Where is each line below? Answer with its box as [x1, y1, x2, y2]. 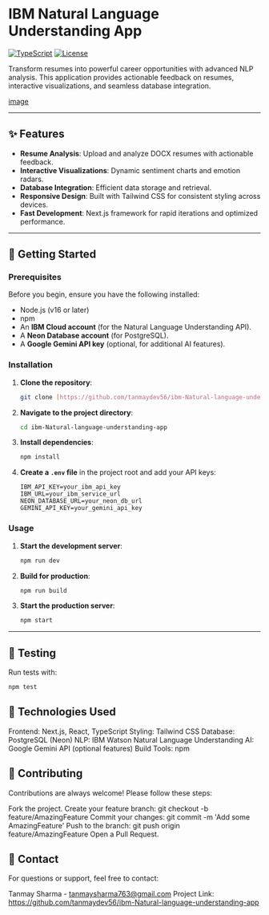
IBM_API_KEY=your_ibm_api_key [19, 483, 122, 492]
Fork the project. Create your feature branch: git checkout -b [8, 804, 209, 813]
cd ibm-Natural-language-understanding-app [19, 423, 168, 431]
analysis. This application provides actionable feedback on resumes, [8, 72, 235, 82]
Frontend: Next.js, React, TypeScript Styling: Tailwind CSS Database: [8, 727, 235, 736]
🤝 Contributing [8, 767, 83, 780]
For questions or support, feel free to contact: [8, 873, 159, 883]
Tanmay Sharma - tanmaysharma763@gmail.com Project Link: [8, 889, 215, 899]
